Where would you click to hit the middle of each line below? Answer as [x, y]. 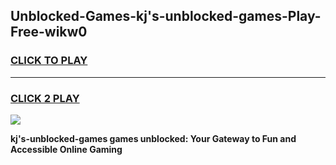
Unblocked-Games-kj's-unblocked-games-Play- [166, 16]
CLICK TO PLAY [49, 61]
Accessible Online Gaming [66, 149]
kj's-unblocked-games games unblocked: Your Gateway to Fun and [153, 138]
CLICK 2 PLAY [45, 98]
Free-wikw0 [49, 32]
